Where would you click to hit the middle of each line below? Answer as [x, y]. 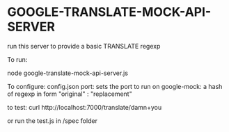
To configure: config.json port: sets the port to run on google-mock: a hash [115, 86]
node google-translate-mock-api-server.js [68, 73]
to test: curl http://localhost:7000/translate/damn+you [85, 107]
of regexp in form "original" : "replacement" [70, 94]
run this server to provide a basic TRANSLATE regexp [84, 46]
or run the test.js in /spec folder [52, 121]
